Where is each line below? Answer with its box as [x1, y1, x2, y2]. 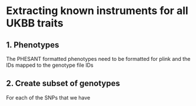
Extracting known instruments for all [6, 4, 188, 18]
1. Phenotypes [6, 40, 59, 50]
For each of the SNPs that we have [6, 94, 91, 101]
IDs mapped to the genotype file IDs [6, 61, 94, 69]
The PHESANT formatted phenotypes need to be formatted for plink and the [6, 56, 191, 62]
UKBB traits [6, 16, 64, 30]
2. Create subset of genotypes [6, 78, 121, 88]
